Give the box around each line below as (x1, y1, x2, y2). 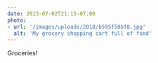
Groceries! (7, 49, 38, 57)
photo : (7, 17, 27, 24)
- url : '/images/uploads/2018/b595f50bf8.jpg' (7, 23, 146, 30)
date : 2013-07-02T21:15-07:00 (7, 10, 96, 17)
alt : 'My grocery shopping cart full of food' (13, 29, 152, 37)
